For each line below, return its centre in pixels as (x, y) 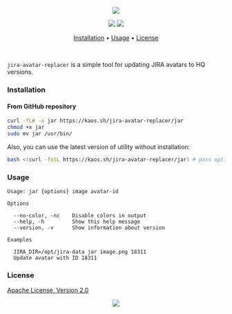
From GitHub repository (42, 106)
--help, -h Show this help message (77, 222)
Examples (20, 239)
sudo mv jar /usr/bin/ (40, 134)
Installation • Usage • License (116, 38)
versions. (20, 72)
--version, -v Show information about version (89, 228)
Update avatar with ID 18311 (55, 258)
